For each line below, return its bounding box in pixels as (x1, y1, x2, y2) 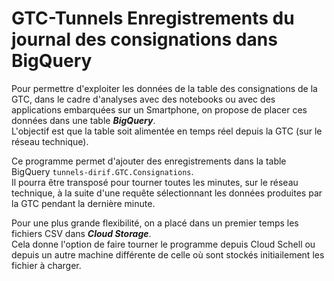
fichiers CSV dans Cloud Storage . (11, 227, 152, 239)
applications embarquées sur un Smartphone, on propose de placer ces (11, 103, 308, 116)
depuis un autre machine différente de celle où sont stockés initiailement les (11, 248, 325, 261)
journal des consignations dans (11, 28, 278, 51)
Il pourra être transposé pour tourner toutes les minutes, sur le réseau (11, 176, 299, 188)
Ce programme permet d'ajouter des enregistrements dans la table (11, 155, 287, 167)
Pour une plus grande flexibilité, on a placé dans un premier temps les (11, 217, 299, 229)
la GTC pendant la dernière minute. (11, 197, 156, 209)
